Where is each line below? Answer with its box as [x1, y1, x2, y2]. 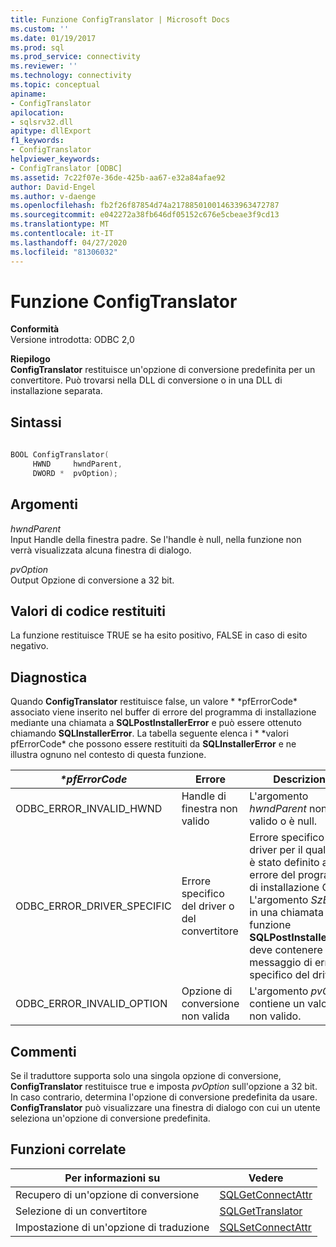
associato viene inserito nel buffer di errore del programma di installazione [10, 706, 317, 718]
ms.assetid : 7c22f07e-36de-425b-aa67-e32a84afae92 [10, 172, 226, 183]
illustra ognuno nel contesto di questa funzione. [10, 749, 207, 761]
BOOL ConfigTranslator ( [10, 450, 110, 460]
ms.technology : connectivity [10, 71, 132, 81]
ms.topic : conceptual [10, 80, 101, 90]
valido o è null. [249, 814, 318, 828]
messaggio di [249, 956, 313, 970]
